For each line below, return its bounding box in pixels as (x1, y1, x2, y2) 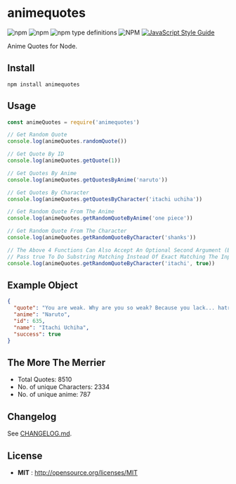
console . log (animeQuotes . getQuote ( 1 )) (7, 157, 121, 165)
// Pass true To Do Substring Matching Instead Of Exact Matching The (7, 253, 218, 260)
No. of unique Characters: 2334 (17, 383, 110, 391)
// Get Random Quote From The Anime (7, 208, 114, 215)
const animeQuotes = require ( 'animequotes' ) (7, 118, 140, 126)
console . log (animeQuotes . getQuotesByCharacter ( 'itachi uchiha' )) (7, 196, 202, 203)
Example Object (7, 279, 79, 291)
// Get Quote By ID (7, 151, 65, 158)
